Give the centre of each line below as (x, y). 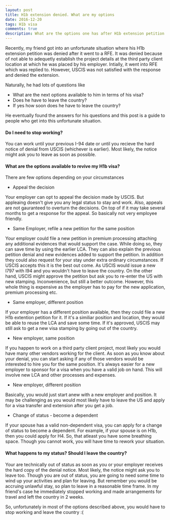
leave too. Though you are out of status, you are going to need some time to (85, 475)
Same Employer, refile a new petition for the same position (74, 229)
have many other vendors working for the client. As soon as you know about (85, 353)
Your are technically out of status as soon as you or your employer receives (84, 464)
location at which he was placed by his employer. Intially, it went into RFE (81, 64)
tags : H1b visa (21, 24)
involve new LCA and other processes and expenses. (61, 375)
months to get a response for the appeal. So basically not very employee (81, 213)
